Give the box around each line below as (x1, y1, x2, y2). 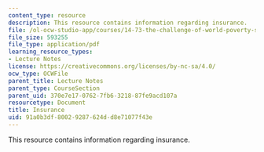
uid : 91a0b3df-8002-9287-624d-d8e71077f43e (8, 114, 153, 121)
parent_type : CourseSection (8, 84, 101, 92)
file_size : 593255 (8, 33, 68, 42)
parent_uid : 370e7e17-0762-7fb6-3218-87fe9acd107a (8, 92, 178, 100)
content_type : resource (8, 11, 86, 20)
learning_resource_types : (8, 48, 93, 56)
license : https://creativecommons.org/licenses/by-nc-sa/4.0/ (8, 63, 216, 71)
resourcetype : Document (8, 99, 86, 107)
